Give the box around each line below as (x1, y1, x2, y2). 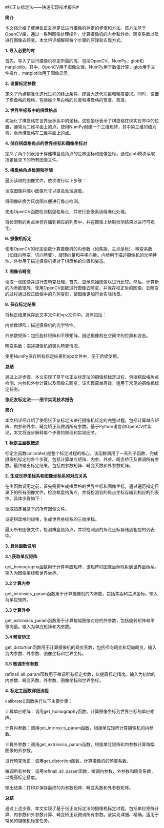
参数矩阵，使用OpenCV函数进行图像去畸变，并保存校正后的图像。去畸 (13, 285, 155, 290)
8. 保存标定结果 (5, 302, 36, 307)
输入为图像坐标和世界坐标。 (5, 570, 61, 576)
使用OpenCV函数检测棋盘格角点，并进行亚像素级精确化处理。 (5, 209, 129, 214)
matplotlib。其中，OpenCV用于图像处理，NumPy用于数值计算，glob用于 (5, 64, 151, 70)
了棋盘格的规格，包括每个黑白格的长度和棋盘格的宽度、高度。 (5, 97, 129, 103)
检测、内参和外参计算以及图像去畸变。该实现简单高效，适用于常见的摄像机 (5, 380, 155, 386)
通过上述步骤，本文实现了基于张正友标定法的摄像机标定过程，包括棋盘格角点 (5, 374, 159, 380)
